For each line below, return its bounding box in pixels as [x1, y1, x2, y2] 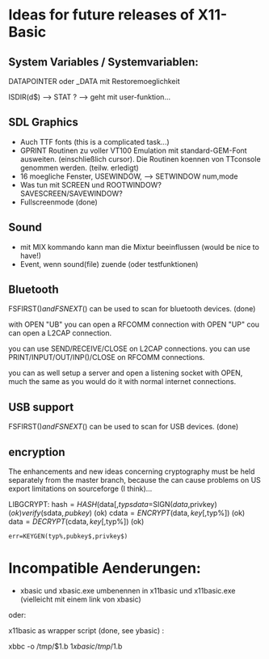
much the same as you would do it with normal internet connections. [8, 377, 237, 387]
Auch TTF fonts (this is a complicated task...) [19, 137, 170, 146]
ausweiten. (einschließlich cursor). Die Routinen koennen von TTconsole [19, 154, 261, 163]
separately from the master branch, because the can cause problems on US [8, 475, 261, 485]
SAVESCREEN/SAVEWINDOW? [19, 188, 123, 198]
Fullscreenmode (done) [19, 196, 99, 207]
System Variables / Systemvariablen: [8, 55, 200, 69]
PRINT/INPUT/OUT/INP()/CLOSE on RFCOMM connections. [8, 353, 205, 362]
